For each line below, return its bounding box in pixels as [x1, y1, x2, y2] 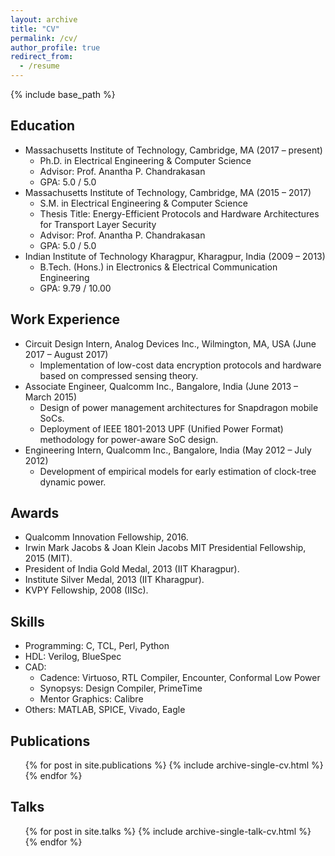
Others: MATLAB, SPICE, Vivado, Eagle [24, 704, 186, 716]
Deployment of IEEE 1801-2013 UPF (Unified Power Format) [39, 422, 284, 435]
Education [10, 117, 76, 135]
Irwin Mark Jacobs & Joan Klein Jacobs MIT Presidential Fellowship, [24, 542, 307, 554]
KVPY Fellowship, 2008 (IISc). [24, 584, 149, 596]
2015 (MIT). [24, 552, 73, 565]
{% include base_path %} [10, 89, 116, 100]
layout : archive [10, 14, 78, 25]
